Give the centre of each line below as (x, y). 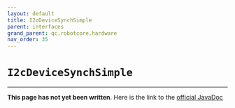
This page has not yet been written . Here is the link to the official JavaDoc (115, 98)
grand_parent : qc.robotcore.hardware (62, 33)
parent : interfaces (36, 26)
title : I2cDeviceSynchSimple (50, 20)
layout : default (31, 14)
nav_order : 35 (28, 40)
